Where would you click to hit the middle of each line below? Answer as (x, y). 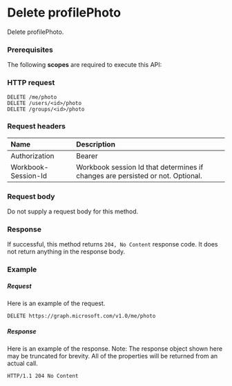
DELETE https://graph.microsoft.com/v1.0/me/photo (81, 316)
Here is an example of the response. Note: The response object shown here (115, 349)
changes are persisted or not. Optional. (139, 175)
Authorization (32, 155)
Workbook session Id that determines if (139, 167)
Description (96, 144)
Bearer (87, 155)
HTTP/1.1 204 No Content (43, 376)
